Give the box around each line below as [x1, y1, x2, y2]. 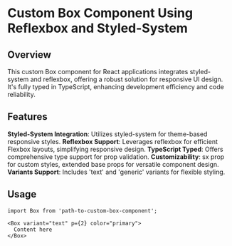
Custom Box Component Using [7, 5, 194, 21]
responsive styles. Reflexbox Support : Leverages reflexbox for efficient [7, 137, 218, 145]
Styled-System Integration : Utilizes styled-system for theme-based [7, 130, 208, 138]
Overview [7, 48, 52, 61]
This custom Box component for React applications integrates [7, 68, 189, 76]
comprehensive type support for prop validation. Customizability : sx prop [7, 152, 225, 161]
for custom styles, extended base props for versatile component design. [7, 160, 219, 168]
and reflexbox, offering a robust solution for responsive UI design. [30, 75, 223, 83]
